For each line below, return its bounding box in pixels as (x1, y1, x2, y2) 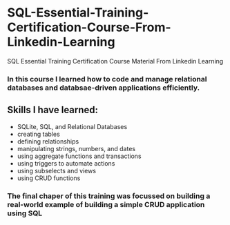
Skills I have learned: (7, 104, 99, 116)
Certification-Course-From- (7, 19, 171, 35)
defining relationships (17, 137, 79, 146)
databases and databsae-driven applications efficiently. (7, 83, 200, 92)
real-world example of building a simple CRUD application (7, 199, 205, 209)
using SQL (7, 208, 43, 218)
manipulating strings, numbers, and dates (17, 144, 136, 153)
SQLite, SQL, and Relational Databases (17, 122, 128, 130)
